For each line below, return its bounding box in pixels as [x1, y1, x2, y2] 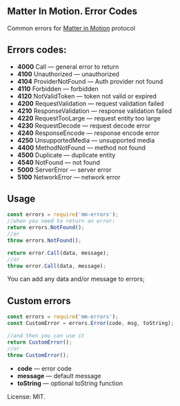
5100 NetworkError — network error [17, 173, 121, 181]
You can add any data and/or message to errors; [7, 275, 145, 283]
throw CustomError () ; [7, 351, 70, 359]
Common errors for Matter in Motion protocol [7, 24, 136, 32]
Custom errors [7, 294, 71, 307]
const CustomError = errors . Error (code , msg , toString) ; [7, 320, 174, 327]
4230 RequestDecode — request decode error [17, 121, 150, 130]
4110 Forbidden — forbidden [17, 85, 99, 93]
